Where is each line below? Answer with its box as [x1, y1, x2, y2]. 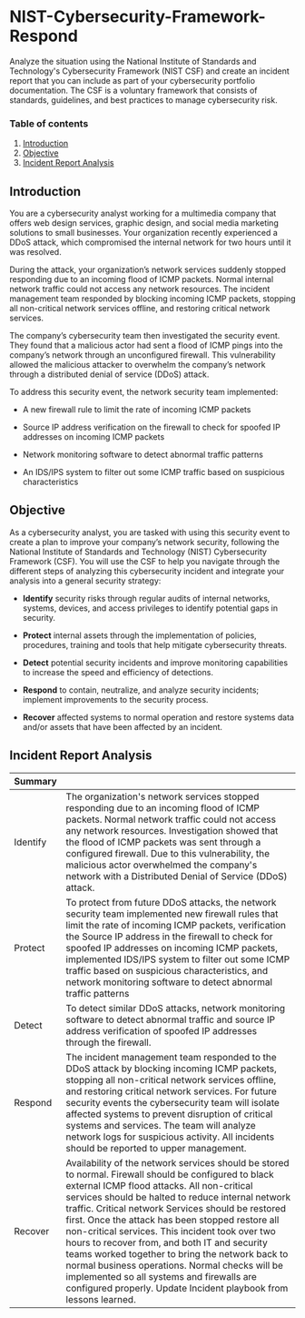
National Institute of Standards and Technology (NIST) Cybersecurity [9, 546, 268, 557]
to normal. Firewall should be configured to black [65, 1168, 274, 1181]
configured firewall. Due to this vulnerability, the [65, 847, 271, 859]
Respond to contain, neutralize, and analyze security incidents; [22, 684, 260, 695]
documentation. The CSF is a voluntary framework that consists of [9, 85, 258, 96]
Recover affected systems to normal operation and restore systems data [22, 712, 295, 723]
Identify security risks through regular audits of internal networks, [22, 593, 271, 603]
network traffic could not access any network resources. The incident [9, 284, 271, 295]
